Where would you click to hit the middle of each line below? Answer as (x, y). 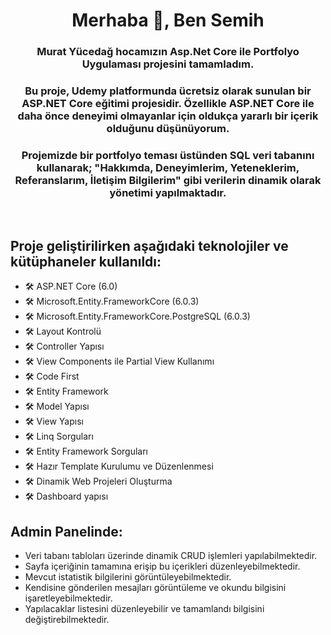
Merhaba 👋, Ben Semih (168, 20)
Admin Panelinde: (66, 531)
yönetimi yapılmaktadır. (168, 192)
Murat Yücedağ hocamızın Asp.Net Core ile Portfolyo (168, 52)
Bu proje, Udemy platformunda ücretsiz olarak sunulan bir (168, 91)
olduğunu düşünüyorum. (168, 129)
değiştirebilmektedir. (67, 619)
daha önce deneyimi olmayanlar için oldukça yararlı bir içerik (168, 116)
